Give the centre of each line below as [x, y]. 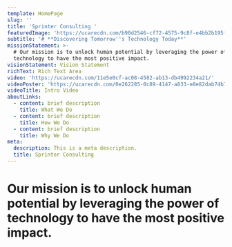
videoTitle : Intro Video [43, 90]
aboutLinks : [24, 97]
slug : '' [20, 20]
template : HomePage [35, 13]
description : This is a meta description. [75, 148]
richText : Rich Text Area [44, 71]
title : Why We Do [45, 135]
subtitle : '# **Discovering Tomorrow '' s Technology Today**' [97, 39]
